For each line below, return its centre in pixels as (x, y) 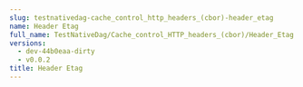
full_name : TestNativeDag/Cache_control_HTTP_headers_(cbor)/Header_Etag (152, 34)
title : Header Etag (46, 69)
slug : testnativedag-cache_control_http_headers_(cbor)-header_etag (142, 18)
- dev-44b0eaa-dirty (56, 52)
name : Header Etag (44, 26)
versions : (28, 43)
